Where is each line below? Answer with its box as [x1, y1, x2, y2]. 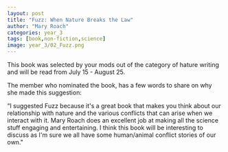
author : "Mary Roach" [7, 23, 69, 29]
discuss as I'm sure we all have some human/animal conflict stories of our [7, 131, 216, 139]
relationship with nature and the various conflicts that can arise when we [7, 109, 213, 117]
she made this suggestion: [7, 88, 82, 97]
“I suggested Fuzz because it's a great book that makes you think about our [7, 102, 222, 110]
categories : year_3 [7, 29, 63, 36]
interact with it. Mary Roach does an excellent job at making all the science [7, 116, 218, 124]
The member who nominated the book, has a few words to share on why [7, 81, 212, 89]
